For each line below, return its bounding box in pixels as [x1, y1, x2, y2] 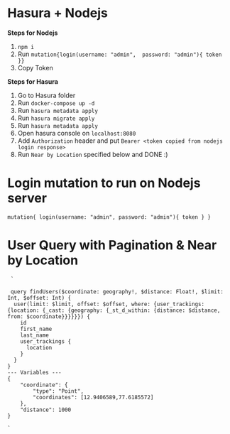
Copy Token [17, 63, 53, 72]
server [7, 190, 48, 207]
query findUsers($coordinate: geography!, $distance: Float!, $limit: [10, 288, 224, 295]
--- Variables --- [7, 369, 62, 376]
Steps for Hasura [7, 77, 59, 86]
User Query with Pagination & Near [7, 237, 217, 254]
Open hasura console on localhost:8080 [17, 129, 136, 137]
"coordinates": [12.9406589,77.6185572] [33, 394, 154, 401]
